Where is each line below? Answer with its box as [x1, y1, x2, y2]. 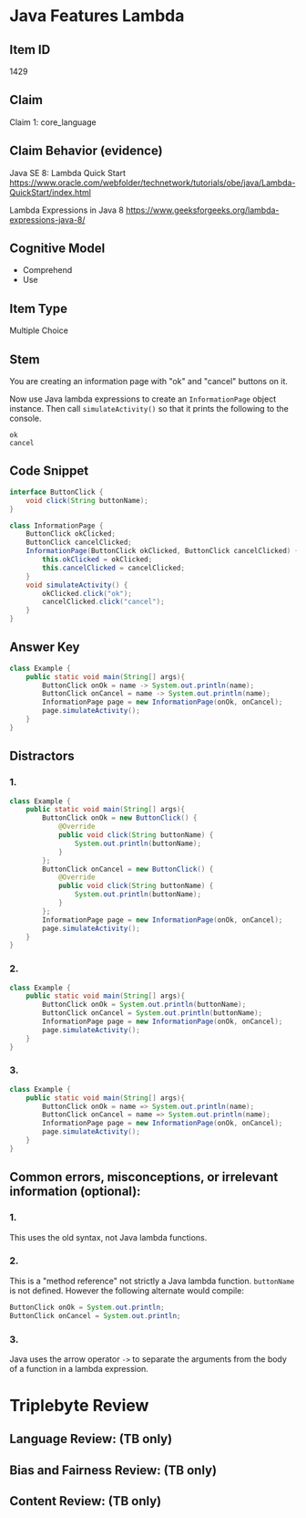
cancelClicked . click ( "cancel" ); [42, 597, 166, 607]
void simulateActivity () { [25, 581, 128, 590]
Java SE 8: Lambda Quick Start [9, 167, 126, 178]
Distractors [9, 749, 75, 764]
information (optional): [9, 1184, 141, 1199]
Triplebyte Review [9, 1396, 149, 1416]
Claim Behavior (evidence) [9, 143, 163, 159]
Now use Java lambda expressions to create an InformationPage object [9, 393, 277, 404]
